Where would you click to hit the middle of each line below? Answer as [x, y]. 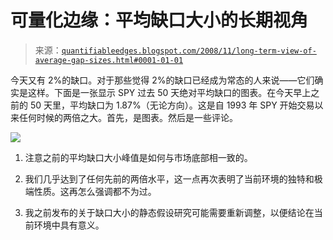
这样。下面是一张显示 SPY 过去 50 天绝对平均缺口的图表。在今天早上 [169, 92]
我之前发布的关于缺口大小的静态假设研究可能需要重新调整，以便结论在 [169, 212]
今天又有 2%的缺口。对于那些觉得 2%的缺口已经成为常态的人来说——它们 [162, 80]
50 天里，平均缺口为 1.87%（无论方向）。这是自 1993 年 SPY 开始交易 [172, 105]
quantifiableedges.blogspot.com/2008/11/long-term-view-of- [189, 51]
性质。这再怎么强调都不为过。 [95, 191]
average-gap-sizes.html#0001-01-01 [109, 60]
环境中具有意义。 [69, 225]
